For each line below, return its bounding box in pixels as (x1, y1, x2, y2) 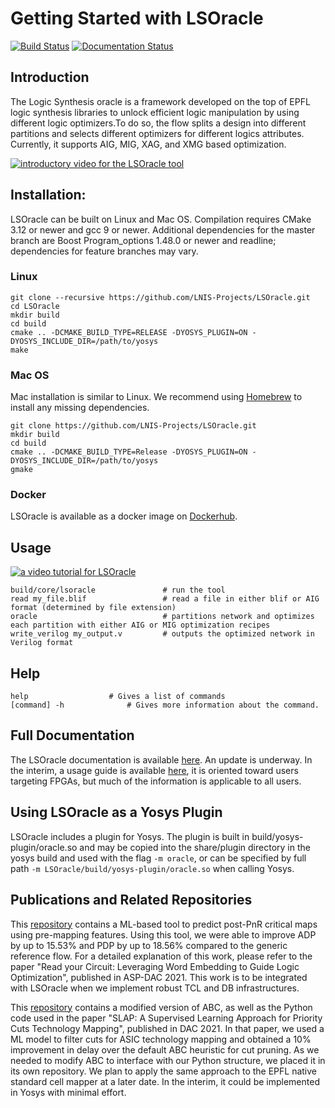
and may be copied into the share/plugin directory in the (79, 841, 311, 853)
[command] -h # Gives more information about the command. (10, 700, 320, 711)
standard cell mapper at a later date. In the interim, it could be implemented (10, 1075, 320, 1087)
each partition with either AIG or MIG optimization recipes (10, 620, 271, 631)
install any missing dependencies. (10, 402, 150, 414)
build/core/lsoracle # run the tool (10, 585, 226, 596)
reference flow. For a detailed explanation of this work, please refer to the (10, 950, 313, 962)
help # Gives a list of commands (10, 692, 226, 702)
